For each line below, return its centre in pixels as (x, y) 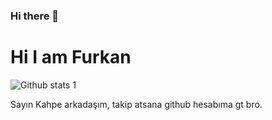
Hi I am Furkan (71, 57)
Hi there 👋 (35, 16)
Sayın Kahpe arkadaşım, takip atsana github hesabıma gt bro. (136, 104)
